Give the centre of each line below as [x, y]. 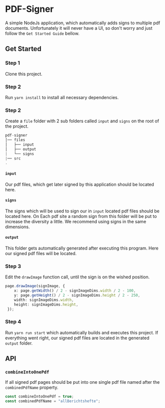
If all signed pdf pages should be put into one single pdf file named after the [82, 382]
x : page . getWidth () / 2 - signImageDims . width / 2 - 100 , [75, 291]
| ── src [13, 158]
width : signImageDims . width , [44, 300]
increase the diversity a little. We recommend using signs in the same [76, 221]
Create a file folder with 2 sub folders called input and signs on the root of [82, 121]
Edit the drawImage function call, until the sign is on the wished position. [77, 277]
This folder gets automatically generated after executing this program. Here [82, 248]
